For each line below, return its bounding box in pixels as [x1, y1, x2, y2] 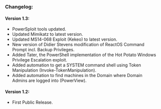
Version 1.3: [5, 16, 30, 21]
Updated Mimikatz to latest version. [12, 31, 83, 37]
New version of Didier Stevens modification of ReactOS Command [12, 42, 145, 47]
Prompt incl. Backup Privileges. [12, 47, 75, 53]
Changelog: [5, 3, 33, 10]
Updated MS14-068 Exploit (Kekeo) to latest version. [12, 36, 117, 42]
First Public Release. [12, 99, 53, 105]
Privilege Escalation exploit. [12, 57, 67, 63]
